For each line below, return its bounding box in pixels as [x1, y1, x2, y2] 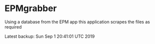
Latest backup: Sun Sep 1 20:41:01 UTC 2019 [4, 33, 95, 39]
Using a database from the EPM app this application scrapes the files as [4, 19, 150, 25]
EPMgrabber [4, 3, 57, 14]
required [4, 24, 22, 29]
